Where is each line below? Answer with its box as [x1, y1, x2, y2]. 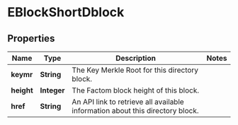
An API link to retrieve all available [72, 97, 184, 107]
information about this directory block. [72, 106, 200, 115]
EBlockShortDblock [7, 4, 125, 20]
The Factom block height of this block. [72, 85, 200, 95]
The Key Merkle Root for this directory [72, 65, 199, 75]
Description [115, 54, 156, 63]
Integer [40, 85, 65, 95]
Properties [7, 32, 55, 44]
